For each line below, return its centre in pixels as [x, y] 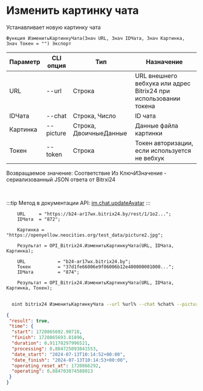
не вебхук [150, 158]
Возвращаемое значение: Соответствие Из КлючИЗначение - [87, 173]
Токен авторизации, [164, 143]
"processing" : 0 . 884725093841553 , [55, 349]
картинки [149, 133]
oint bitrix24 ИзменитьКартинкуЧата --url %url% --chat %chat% [93, 304]
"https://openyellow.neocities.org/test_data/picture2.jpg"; [85, 235]
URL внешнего [156, 76]
